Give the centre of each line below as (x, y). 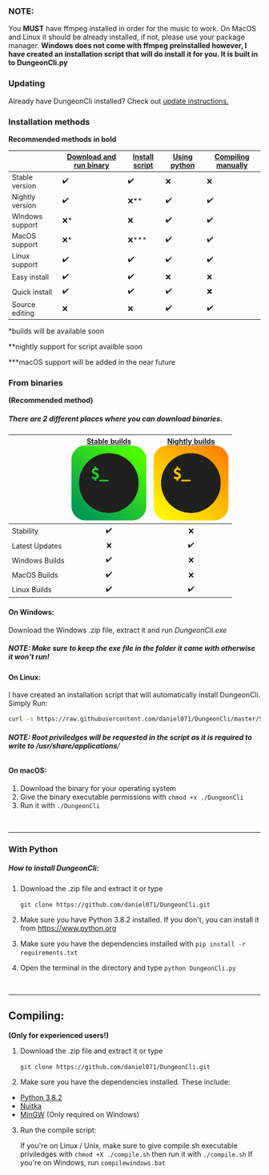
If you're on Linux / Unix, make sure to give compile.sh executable (128, 1145)
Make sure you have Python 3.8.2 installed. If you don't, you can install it (139, 919)
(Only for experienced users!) (59, 1035)
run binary (91, 165)
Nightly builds (191, 441)
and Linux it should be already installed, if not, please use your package (127, 37)
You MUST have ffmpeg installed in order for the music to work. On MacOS (132, 29)
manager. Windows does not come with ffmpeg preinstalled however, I (128, 46)
